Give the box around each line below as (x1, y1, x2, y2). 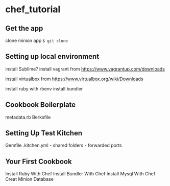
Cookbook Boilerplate (5, 101, 76, 109)
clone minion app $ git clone (5, 37, 68, 43)
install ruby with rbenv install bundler (5, 85, 83, 91)
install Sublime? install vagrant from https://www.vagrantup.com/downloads (5, 65, 165, 72)
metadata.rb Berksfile (5, 114, 51, 120)
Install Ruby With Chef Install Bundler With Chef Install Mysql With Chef (5, 171, 156, 177)
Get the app (5, 24, 43, 33)
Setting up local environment (5, 52, 100, 61)
